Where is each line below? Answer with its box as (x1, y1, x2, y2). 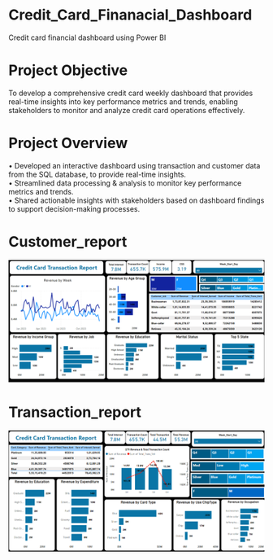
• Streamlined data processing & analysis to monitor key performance (8, 177, 242, 188)
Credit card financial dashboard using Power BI (8, 33, 167, 42)
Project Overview (8, 134, 128, 152)
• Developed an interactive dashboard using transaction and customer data (8, 160, 261, 170)
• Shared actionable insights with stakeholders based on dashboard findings (8, 195, 265, 205)
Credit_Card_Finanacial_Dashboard (8, 6, 253, 24)
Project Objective (8, 61, 128, 80)
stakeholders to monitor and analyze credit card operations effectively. (8, 105, 245, 115)
